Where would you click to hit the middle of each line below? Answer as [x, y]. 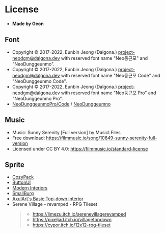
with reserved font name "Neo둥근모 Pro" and [108, 93]
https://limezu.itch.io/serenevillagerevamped [79, 214]
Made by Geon [28, 24]
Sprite [15, 165]
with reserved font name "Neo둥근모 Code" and [111, 75]
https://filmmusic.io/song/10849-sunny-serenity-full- [102, 138]
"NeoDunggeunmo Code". [39, 81]
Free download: [29, 138]
